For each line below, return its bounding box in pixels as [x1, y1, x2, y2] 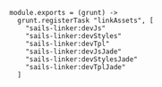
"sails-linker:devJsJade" [25, 47, 123, 56]
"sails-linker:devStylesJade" [25, 55, 139, 64]
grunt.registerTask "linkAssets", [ [17, 16, 154, 25]
